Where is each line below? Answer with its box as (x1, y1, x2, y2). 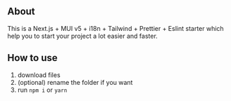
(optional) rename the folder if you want (17, 78, 133, 86)
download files (17, 70, 61, 79)
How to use (7, 52, 58, 64)
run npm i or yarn (17, 86, 68, 94)
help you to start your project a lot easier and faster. (7, 32, 158, 40)
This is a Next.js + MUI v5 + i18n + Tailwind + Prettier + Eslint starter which (7, 24, 224, 32)
